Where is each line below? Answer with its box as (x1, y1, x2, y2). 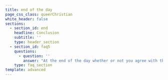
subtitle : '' (14, 35, 41, 40)
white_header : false (5, 16, 48, 21)
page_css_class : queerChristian (5, 12, 72, 17)
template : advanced (5, 68, 46, 73)
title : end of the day (5, 7, 52, 12)
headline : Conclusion (14, 30, 59, 35)
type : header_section (14, 40, 59, 45)
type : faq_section (14, 63, 52, 68)
